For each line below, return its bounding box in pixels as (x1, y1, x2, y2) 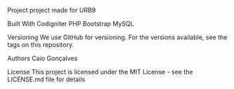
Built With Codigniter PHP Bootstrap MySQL (7, 20, 134, 27)
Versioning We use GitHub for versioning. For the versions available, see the (7, 33, 228, 41)
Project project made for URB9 (7, 6, 96, 14)
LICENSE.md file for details (7, 75, 86, 83)
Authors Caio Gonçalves (7, 54, 78, 62)
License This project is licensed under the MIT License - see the (7, 68, 193, 76)
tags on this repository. (7, 41, 74, 48)
